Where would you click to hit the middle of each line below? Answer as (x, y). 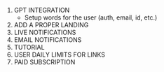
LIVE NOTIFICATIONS (45, 32)
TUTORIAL (29, 47)
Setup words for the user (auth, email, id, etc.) (91, 17)
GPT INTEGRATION (42, 10)
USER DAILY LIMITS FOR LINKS (59, 55)
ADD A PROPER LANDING (51, 25)
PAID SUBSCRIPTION (45, 62)
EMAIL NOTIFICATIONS (48, 40)
